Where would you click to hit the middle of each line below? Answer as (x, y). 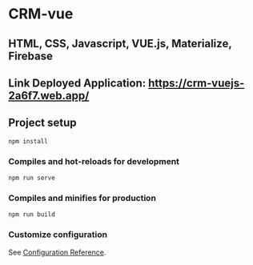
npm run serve (32, 178)
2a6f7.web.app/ (49, 96)
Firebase (31, 56)
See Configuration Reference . (57, 252)
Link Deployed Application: (77, 83)
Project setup (43, 123)
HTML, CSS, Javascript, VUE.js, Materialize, (120, 44)
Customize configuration (58, 235)
